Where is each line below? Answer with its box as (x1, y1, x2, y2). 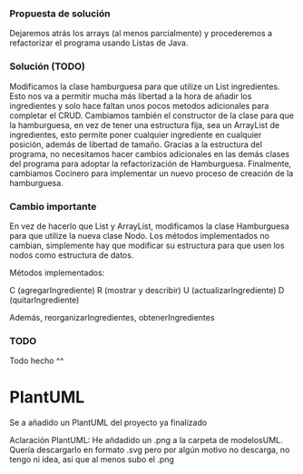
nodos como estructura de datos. (9, 249, 134, 261)
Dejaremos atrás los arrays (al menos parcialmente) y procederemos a (9, 28, 273, 39)
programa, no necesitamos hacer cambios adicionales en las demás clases (9, 148, 290, 159)
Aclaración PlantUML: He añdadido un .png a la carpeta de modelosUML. (9, 435, 283, 446)
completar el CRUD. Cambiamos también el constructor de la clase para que (9, 110, 295, 121)
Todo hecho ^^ (9, 355, 64, 366)
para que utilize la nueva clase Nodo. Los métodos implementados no (9, 230, 270, 241)
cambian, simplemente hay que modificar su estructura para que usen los (9, 240, 285, 251)
